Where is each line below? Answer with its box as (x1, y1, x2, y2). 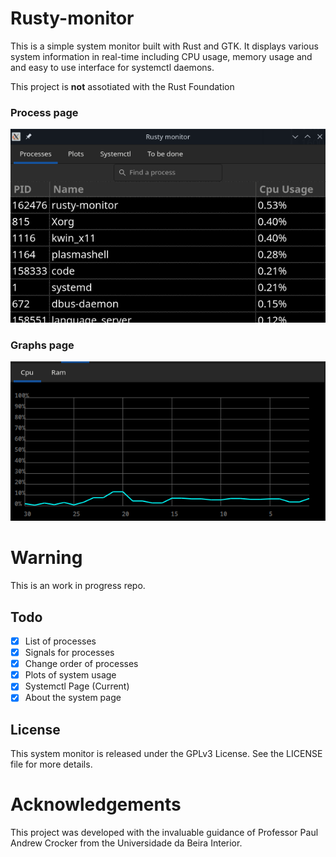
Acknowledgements (10, 793, 182, 816)
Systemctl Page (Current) (24, 680, 130, 692)
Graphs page (10, 338, 75, 352)
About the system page (24, 692, 122, 704)
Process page (10, 105, 79, 119)
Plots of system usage (24, 669, 117, 681)
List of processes (24, 635, 97, 647)
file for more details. (10, 758, 93, 771)
